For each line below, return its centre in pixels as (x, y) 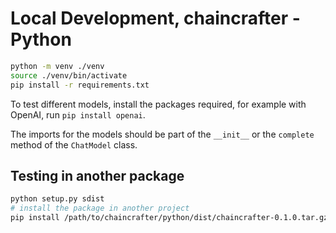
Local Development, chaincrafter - (155, 18)
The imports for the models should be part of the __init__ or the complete (162, 134)
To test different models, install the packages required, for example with (158, 104)
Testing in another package (97, 175)
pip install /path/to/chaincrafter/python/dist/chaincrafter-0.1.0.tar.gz (169, 218)
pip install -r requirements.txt (80, 85)
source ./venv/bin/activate (69, 75)
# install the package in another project (100, 208)
